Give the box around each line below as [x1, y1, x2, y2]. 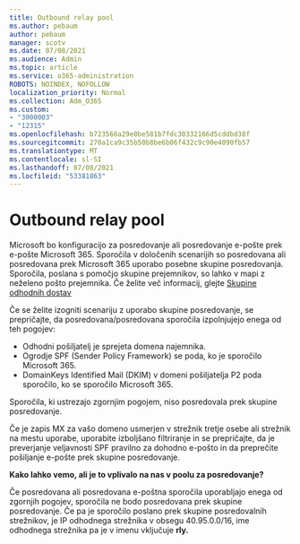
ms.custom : [9, 105, 50, 114]
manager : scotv [9, 38, 66, 47]
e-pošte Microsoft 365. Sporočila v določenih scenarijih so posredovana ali [9, 249, 287, 260]
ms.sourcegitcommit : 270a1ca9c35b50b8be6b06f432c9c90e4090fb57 [9, 138, 251, 147]
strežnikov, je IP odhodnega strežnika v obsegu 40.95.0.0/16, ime [9, 515, 250, 526]
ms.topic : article [9, 64, 78, 73]
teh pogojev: [9, 324, 56, 334]
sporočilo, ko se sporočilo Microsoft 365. [21, 379, 174, 390]
